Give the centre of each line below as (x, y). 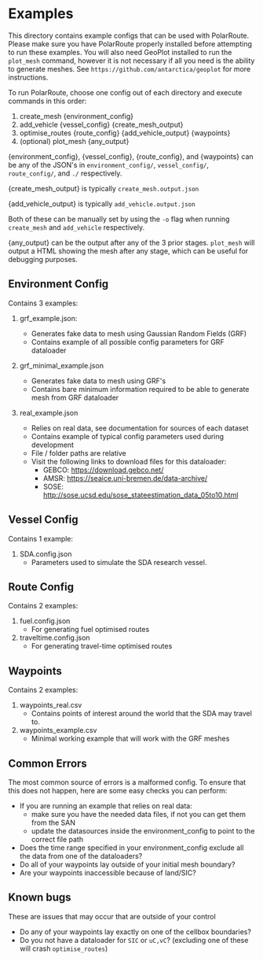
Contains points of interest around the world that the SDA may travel (142, 714)
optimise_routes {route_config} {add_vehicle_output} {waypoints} (125, 133)
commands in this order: (47, 101)
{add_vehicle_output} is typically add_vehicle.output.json (102, 203)
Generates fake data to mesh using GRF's (99, 381)
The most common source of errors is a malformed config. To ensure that (127, 782)
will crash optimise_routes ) (64, 948)
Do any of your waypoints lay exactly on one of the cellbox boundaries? (135, 931)
